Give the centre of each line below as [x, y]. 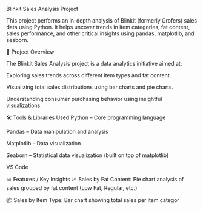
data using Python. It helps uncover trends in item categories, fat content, [98, 27]
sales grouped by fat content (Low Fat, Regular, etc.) [72, 188]
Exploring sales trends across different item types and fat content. [89, 75]
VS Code [17, 167]
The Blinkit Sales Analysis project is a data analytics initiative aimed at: [94, 64]
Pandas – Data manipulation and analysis [57, 131]
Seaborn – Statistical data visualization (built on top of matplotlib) [88, 155]
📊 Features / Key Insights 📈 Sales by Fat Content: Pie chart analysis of [95, 179]
